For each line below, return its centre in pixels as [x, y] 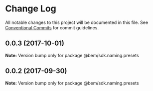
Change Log [31, 9]
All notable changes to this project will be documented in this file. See [77, 22]
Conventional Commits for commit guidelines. [52, 27]
